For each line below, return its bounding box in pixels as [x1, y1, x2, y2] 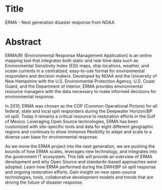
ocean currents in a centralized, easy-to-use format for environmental [5, 68, 145, 74]
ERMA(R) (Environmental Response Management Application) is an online [5, 52, 152, 58]
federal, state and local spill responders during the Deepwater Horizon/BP [5, 108, 153, 114]
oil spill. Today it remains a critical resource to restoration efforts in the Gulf [5, 113, 156, 119]
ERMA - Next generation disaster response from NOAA [5, 19, 115, 25]
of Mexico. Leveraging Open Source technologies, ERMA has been [5, 118, 138, 124]
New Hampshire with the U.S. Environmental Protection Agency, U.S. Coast [5, 78, 155, 84]
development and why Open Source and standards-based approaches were [5, 158, 157, 164]
